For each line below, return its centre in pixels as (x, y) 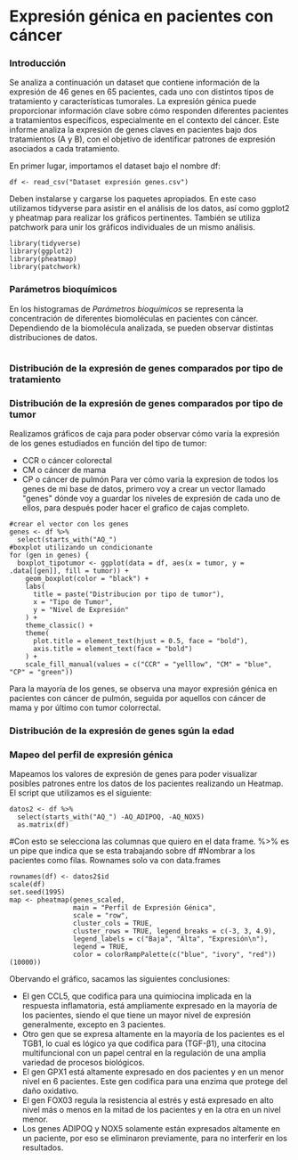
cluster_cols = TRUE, (113, 924)
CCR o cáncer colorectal (67, 460)
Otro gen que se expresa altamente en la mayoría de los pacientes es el (153, 1034)
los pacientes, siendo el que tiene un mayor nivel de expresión (137, 1015)
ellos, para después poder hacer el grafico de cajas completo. (136, 508)
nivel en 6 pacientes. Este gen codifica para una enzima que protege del (155, 1082)
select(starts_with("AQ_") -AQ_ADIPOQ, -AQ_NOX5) (111, 817)
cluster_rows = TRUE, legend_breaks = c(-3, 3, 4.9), (174, 931)
